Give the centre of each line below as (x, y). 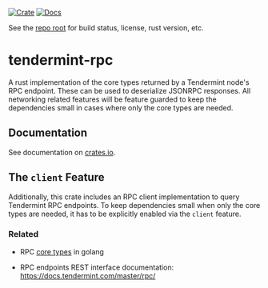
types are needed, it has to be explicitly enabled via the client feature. (125, 214)
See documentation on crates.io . (62, 152)
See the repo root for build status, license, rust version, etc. (106, 28)
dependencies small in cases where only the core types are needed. (121, 107)
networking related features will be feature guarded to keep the (113, 99)
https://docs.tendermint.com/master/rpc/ (88, 275)
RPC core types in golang (62, 251)
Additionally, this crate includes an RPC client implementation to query (124, 197)
